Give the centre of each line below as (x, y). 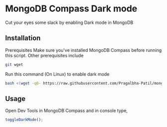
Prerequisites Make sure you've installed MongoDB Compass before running (83, 50)
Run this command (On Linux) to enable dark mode (57, 74)
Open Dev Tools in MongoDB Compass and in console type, (66, 111)
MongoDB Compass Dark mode (71, 9)
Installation (23, 38)
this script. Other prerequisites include (44, 55)
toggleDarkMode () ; (24, 120)
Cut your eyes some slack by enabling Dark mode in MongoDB (69, 22)
